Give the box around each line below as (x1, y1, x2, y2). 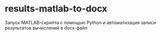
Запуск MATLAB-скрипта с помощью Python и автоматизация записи (5, 19, 156, 25)
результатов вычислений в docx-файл (5, 24, 88, 30)
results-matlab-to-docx (5, 3, 108, 14)
